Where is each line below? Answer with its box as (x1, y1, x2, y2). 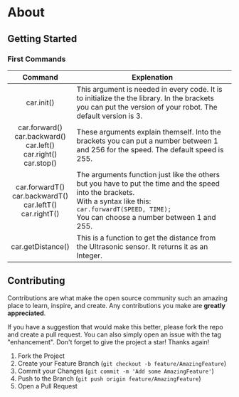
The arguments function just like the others (76, 169, 221, 179)
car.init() (26, 97, 55, 107)
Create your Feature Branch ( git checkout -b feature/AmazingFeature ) (17, 359, 227, 367)
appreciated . (7, 309, 46, 317)
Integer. (76, 250, 103, 260)
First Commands (7, 54, 66, 64)
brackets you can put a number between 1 (76, 136, 218, 146)
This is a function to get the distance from (76, 233, 216, 243)
